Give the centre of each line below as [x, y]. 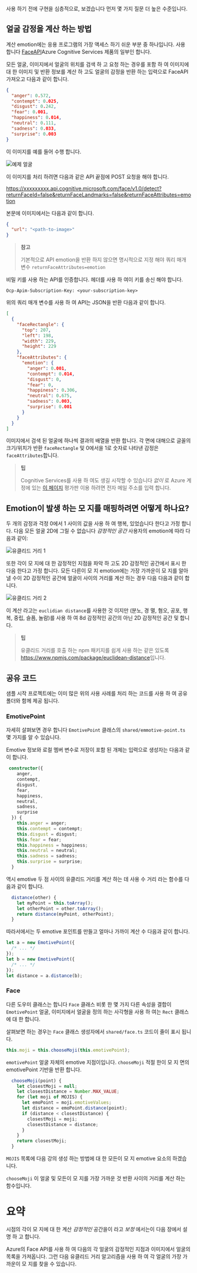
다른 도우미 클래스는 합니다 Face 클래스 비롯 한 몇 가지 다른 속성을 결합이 [89, 1004]
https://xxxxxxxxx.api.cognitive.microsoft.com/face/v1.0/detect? [84, 188]
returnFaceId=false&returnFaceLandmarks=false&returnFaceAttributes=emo [98, 195]
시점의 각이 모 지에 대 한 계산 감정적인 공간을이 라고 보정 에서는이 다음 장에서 [94, 1229]
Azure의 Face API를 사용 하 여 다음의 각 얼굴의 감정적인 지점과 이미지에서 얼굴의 [98, 1249]
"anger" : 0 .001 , [47, 368]
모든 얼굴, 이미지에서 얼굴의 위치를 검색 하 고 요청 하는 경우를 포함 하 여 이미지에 [98, 64]
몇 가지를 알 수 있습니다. [34, 737]
